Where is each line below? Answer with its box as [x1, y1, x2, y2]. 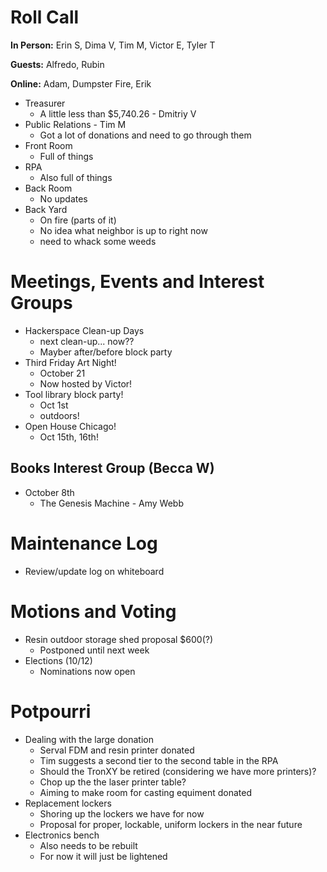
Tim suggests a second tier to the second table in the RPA [39, 754, 279, 766]
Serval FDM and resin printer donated [39, 744, 195, 756]
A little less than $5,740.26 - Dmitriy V [39, 107, 197, 120]
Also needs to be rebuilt [39, 839, 138, 851]
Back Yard [24, 203, 68, 215]
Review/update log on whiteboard [24, 565, 165, 577]
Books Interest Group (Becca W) [10, 460, 215, 477]
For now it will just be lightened [39, 850, 168, 862]
